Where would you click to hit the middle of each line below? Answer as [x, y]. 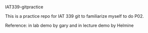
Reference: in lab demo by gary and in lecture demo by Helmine [69, 25]
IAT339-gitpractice [24, 7]
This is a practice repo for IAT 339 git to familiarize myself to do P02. [74, 16]
